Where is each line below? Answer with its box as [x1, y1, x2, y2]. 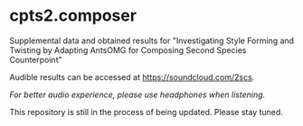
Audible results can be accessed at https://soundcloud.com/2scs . [9, 71, 255, 82]
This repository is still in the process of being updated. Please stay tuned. [9, 106, 283, 117]
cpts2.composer [9, 5, 137, 26]
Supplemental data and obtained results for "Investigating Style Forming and [9, 35, 295, 46]
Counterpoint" [9, 54, 62, 65]
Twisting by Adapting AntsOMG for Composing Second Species [9, 44, 247, 55]
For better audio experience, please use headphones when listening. [9, 89, 266, 100]
